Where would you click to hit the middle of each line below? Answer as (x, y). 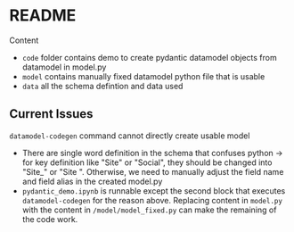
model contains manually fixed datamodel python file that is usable (143, 76)
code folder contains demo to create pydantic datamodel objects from (150, 57)
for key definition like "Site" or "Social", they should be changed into (147, 162)
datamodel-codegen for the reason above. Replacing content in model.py (152, 200)
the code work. (50, 219)
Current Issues (51, 114)
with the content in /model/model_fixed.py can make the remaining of (149, 210)
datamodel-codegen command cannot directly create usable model (130, 136)
